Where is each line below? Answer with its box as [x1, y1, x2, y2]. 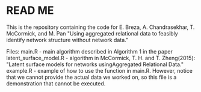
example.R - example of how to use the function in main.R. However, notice [6, 67, 193, 74]
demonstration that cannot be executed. [6, 79, 106, 87]
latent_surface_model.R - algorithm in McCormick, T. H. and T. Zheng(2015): [6, 54, 196, 61]
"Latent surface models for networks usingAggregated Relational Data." [6, 61, 184, 68]
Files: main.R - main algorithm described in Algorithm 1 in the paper [6, 48, 173, 55]
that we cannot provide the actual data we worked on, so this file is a [6, 73, 177, 81]
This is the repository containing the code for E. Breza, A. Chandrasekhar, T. [6, 23, 195, 31]
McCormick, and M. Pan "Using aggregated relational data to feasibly [6, 29, 179, 37]
